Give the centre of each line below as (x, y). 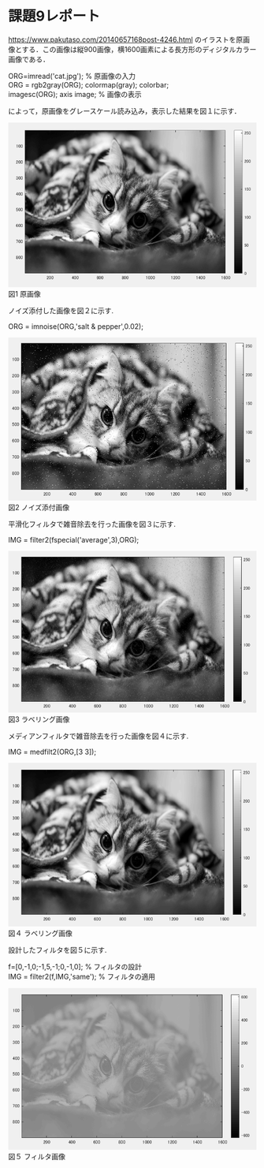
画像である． (29, 59)
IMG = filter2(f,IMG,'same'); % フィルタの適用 (82, 976)
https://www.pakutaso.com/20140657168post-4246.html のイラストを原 (126, 39)
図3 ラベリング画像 (39, 719)
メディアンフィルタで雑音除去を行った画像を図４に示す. (99, 736)
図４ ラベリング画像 (40, 933)
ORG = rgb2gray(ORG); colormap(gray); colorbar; (89, 84)
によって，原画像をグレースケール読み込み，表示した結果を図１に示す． (125, 110)
